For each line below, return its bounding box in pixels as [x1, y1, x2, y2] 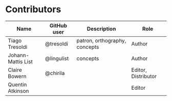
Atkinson [8, 87, 29, 94]
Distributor [131, 72, 157, 80]
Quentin [8, 81, 27, 88]
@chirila [45, 69, 65, 77]
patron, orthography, [76, 37, 126, 44]
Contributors [5, 4, 61, 15]
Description [87, 25, 116, 32]
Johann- [8, 52, 30, 59]
